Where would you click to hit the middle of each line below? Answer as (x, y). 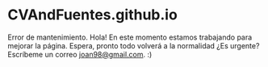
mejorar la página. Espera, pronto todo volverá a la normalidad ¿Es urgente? (134, 45)
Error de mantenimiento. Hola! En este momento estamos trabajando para (130, 37)
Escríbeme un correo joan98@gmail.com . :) (80, 54)
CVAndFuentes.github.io (93, 15)
